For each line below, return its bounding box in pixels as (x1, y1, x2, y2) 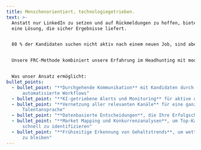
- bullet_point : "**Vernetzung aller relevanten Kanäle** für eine (11, 101, 184, 108)
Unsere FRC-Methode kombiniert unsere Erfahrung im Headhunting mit (11, 57, 186, 63)
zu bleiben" (22, 134, 52, 140)
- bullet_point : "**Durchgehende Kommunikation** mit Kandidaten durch (11, 84, 194, 90)
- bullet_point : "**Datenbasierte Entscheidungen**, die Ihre (11, 112, 170, 118)
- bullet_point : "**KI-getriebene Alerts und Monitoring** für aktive (11, 96, 191, 102)
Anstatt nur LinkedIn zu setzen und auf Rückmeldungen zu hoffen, (11, 20, 181, 26)
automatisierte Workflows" (22, 90, 90, 96)
